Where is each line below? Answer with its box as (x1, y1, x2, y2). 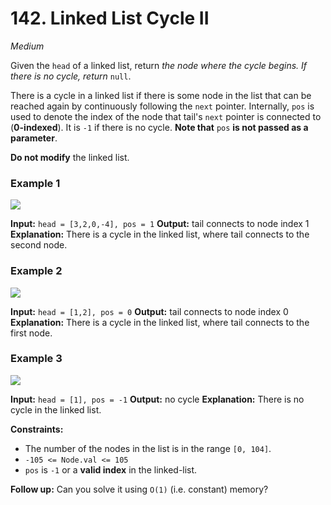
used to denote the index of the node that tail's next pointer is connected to (10, 110, 322, 122)
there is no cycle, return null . (10, 70, 132, 82)
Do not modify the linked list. (10, 151, 130, 163)
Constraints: (10, 423, 64, 435)
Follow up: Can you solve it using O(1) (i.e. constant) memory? (10, 483, 269, 495)
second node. (10, 239, 68, 251)
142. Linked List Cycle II (10, 7, 210, 30)
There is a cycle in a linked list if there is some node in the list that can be (10, 89, 312, 101)
